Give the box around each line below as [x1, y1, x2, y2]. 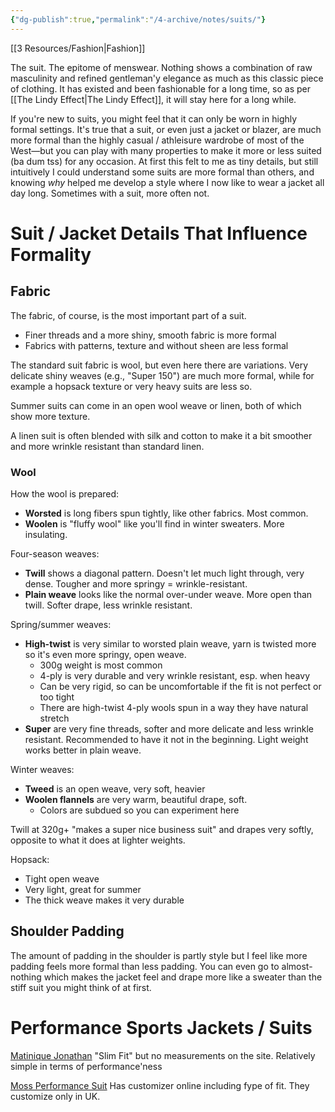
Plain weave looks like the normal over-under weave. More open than [24, 588, 313, 600]
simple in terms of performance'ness [10, 1060, 163, 1072]
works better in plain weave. [24, 744, 142, 756]
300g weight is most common [39, 659, 163, 671]
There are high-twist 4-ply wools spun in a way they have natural [39, 701, 309, 713]
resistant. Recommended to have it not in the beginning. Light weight [24, 733, 309, 745]
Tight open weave [24, 872, 100, 885]
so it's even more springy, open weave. [24, 648, 187, 660]
